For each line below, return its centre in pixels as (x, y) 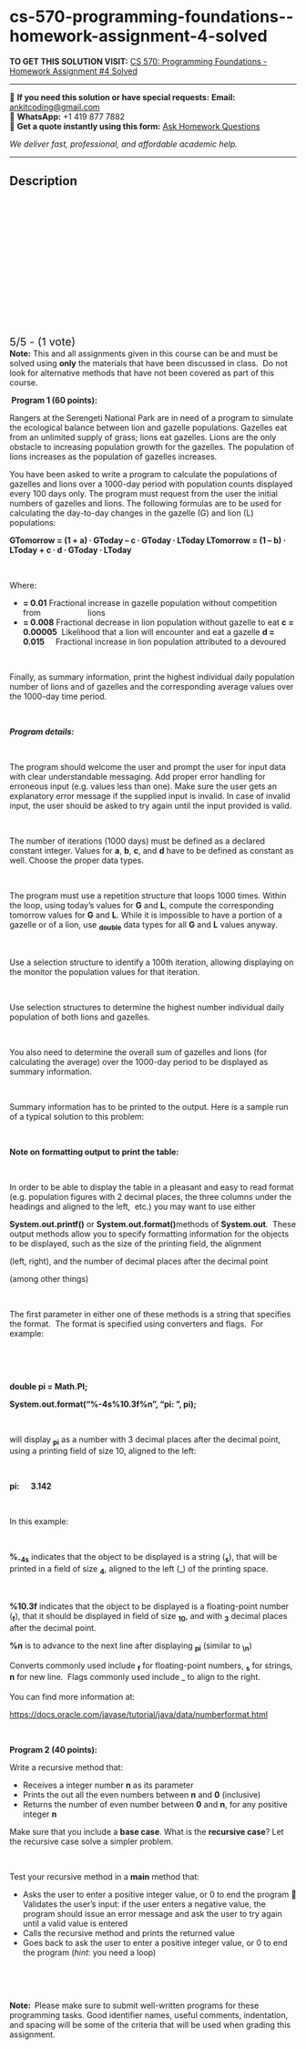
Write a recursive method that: (66, 1767)
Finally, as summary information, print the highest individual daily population (152, 677)
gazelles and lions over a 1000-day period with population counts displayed (151, 484)
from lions (64, 612)
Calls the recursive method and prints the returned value (128, 1933)
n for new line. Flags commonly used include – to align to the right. (135, 1678)
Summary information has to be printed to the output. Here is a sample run (149, 1106)
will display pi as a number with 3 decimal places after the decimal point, (145, 1440)
